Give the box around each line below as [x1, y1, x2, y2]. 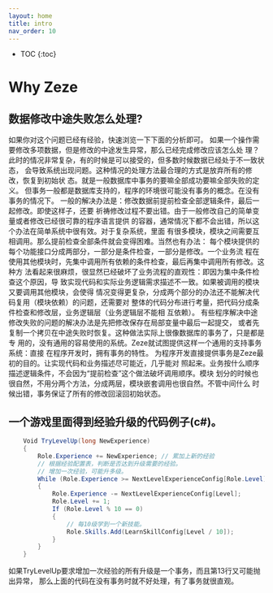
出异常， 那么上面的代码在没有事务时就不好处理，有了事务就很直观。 [8, 576, 238, 586]
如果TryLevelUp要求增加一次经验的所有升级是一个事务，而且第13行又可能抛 [8, 566, 261, 576]
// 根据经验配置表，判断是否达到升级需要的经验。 [37, 460, 182, 468]
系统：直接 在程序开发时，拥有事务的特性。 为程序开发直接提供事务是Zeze [8, 348, 258, 358]
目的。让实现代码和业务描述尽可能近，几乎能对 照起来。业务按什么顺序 [22, 358, 260, 368]
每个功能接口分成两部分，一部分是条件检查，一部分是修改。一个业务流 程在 [8, 247, 260, 257]
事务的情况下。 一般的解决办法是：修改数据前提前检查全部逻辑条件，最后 [8, 196, 253, 206]
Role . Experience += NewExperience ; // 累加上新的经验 [37, 452, 215, 460]
